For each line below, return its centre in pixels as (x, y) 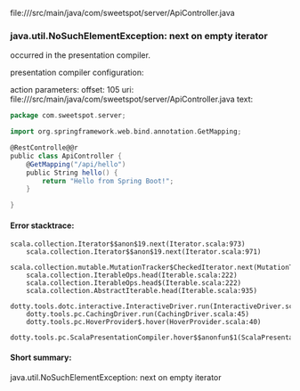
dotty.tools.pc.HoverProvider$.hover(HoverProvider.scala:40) (144, 322)
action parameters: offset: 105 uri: (72, 90)
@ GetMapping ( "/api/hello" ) (76, 164)
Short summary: (41, 357)
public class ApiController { (66, 156)
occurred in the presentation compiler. (80, 55)
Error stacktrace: (42, 225)
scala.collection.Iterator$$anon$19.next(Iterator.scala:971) (144, 252)
